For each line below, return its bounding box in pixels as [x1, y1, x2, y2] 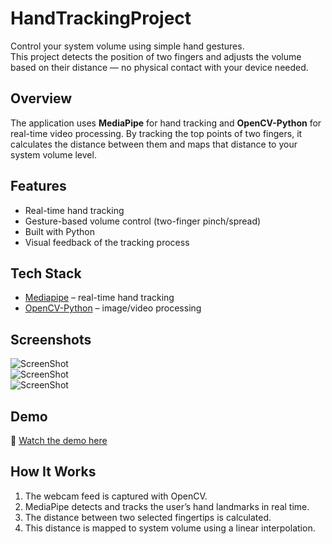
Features [10, 178, 67, 195]
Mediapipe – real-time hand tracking [24, 292, 175, 304]
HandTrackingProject [10, 7, 192, 30]
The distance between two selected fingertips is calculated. [24, 511, 272, 523]
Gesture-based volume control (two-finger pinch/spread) [24, 215, 262, 227]
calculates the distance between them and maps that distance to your [10, 138, 298, 150]
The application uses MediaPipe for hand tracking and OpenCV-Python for [10, 117, 322, 129]
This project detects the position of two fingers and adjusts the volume [10, 50, 302, 62]
